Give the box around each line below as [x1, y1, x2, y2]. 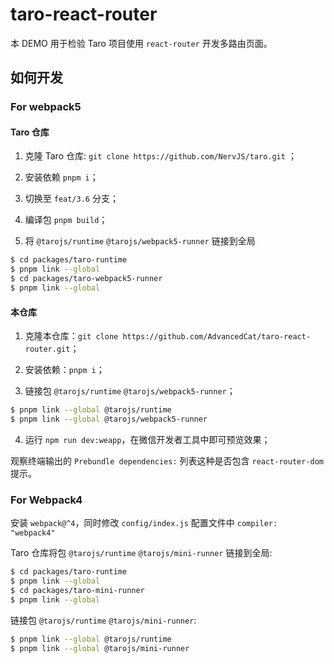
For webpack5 [10, 100, 82, 114]
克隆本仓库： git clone [24, 330, 119, 342]
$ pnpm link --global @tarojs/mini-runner [10, 643, 190, 653]
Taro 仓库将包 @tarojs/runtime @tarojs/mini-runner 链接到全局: [10, 547, 273, 559]
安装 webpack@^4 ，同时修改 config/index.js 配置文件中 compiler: [10, 517, 278, 529]
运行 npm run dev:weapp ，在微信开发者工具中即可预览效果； [24, 433, 271, 445]
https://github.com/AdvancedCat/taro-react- [122, 332, 312, 342]
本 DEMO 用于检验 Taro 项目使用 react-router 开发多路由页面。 [10, 37, 273, 49]
